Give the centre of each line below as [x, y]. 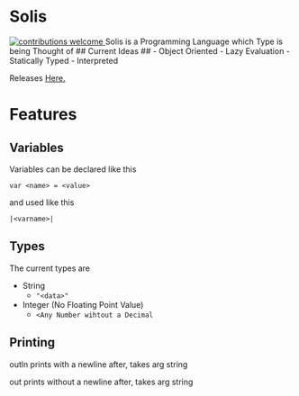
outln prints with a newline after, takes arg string [99, 364]
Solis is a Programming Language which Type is [194, 41]
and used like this [42, 202]
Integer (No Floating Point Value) [83, 304]
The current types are [50, 268]
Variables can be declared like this [73, 169]
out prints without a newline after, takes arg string [101, 382]
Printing [32, 342]
